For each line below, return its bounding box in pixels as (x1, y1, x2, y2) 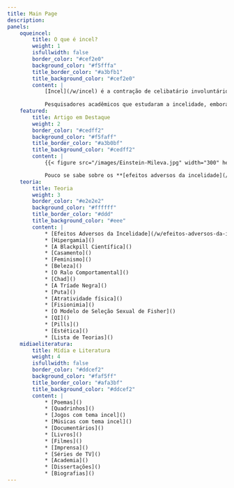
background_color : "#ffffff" (32, 204, 117, 211)
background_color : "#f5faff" (32, 133, 117, 140)
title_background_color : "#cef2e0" (32, 75, 136, 82)
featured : (19, 107, 49, 114)
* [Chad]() (44, 275, 77, 282)
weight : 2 (32, 120, 61, 128)
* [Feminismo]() (44, 256, 92, 264)
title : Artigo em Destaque (32, 114, 111, 121)
